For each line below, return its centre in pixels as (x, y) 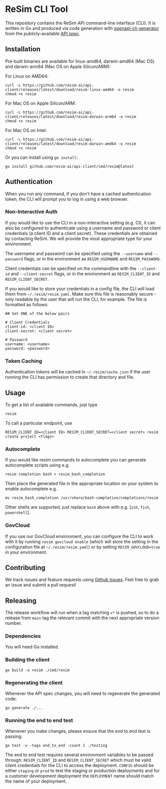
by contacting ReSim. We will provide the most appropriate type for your (79, 238)
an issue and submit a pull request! (41, 585)
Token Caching (24, 361)
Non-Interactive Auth (31, 212)
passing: (14, 736)
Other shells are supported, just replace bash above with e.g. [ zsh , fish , (78, 507)
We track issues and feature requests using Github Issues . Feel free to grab (82, 580)
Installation (23, 49)
